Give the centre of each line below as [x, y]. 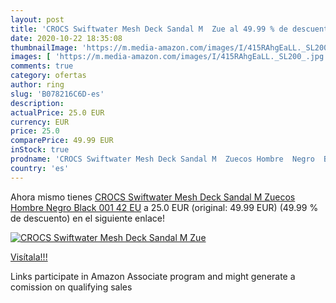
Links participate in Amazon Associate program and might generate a [153, 276]
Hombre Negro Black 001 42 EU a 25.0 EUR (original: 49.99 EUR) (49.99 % [164, 207]
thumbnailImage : [44, 47]
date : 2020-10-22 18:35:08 [66, 38]
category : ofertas [48, 76]
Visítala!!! [29, 257]
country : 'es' [40, 168]
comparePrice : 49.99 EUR [62, 141]
